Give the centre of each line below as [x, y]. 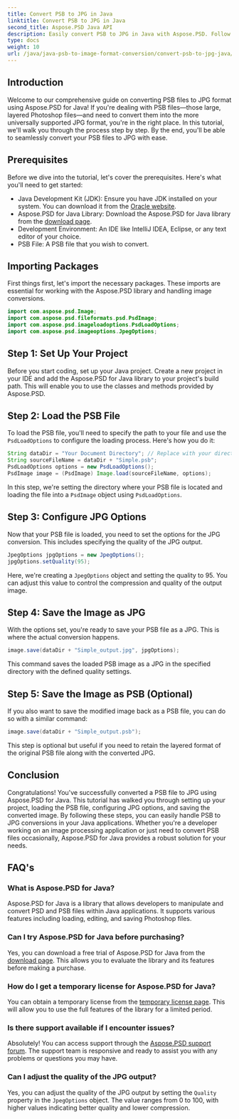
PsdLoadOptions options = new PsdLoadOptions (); [81, 467]
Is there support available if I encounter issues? [91, 1028]
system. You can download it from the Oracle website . [97, 206]
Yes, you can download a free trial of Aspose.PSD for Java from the [106, 952]
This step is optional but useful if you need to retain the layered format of [115, 745]
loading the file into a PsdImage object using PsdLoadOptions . [95, 494]
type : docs [23, 41]
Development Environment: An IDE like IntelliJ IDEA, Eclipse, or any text [122, 229]
